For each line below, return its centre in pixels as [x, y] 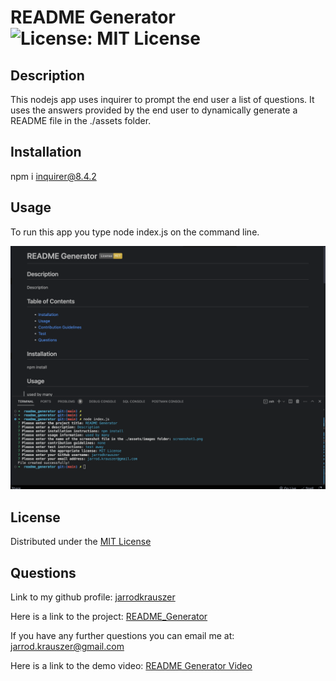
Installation [46, 152]
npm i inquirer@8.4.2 [53, 176]
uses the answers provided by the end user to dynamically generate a [154, 110]
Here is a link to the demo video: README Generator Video [131, 666]
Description [47, 75]
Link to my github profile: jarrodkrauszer [93, 597]
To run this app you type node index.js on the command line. [135, 232]
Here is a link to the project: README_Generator [109, 617]
